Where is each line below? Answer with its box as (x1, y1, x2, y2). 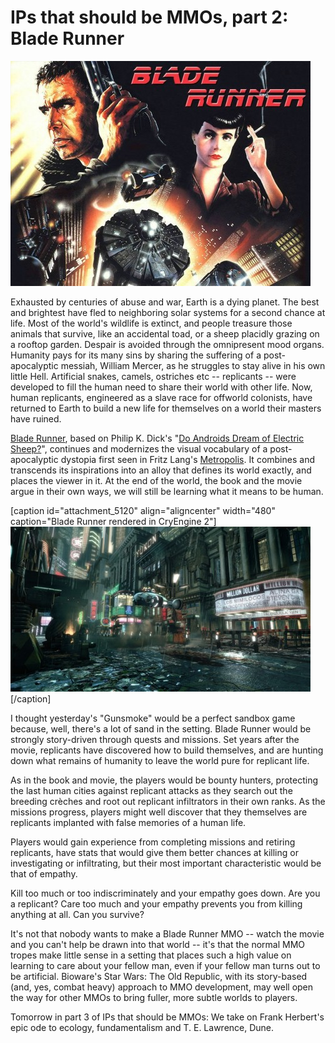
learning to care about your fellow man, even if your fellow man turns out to (10, 959, 321, 971)
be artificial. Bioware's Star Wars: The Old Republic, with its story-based (10, 970, 308, 982)
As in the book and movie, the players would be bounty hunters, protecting (10, 774, 319, 786)
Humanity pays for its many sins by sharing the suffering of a (10, 349, 262, 361)
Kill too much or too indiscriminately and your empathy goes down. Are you (10, 887, 321, 899)
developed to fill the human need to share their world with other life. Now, (10, 381, 313, 393)
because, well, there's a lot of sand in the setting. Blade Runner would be (10, 722, 312, 735)
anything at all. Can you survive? (10, 908, 145, 920)
